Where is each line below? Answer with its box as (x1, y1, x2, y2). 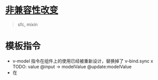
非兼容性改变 (5, 4, 59, 16)
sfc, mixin (17, 21, 38, 27)
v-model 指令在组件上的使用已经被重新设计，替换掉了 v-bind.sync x (12, 58, 153, 64)
